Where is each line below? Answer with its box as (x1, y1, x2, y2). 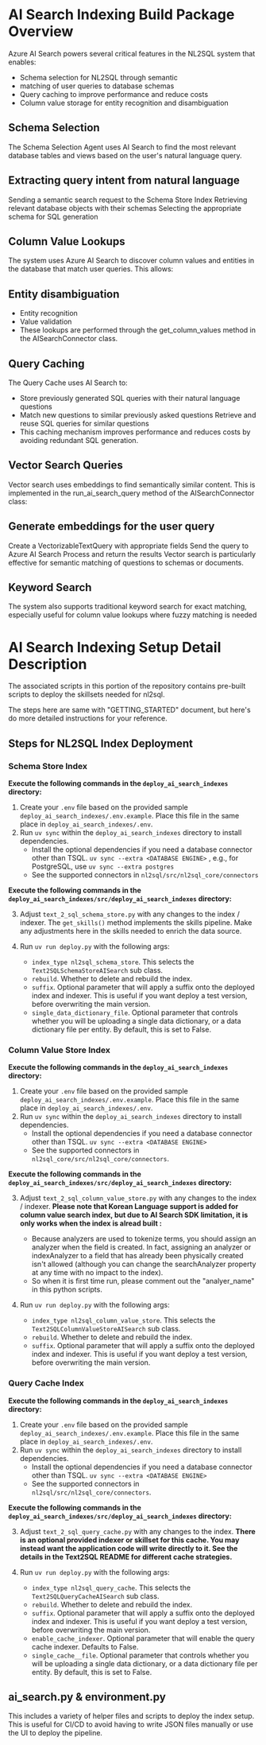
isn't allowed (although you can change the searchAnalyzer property (31, 1259, 256, 1269)
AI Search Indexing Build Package (8, 6, 235, 24)
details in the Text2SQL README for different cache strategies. (19, 1552, 233, 1561)
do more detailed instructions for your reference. (8, 713, 168, 723)
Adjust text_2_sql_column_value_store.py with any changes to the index (19, 1193, 256, 1203)
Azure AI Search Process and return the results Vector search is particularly (8, 549, 256, 558)
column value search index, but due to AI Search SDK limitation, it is (19, 1211, 249, 1220)
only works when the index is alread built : (19, 1218, 163, 1228)
